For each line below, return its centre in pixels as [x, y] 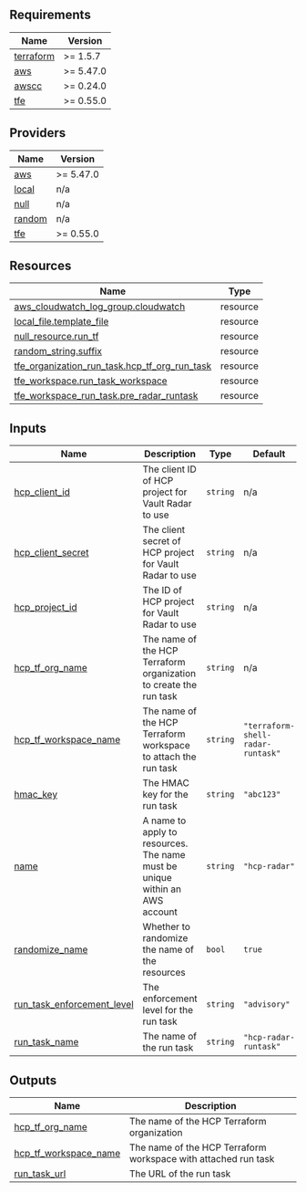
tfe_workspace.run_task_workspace [91, 381]
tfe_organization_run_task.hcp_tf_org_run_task [113, 366]
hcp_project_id [46, 608]
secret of [162, 541]
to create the [170, 685]
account [160, 912]
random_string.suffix [58, 351]
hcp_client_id [42, 492]
